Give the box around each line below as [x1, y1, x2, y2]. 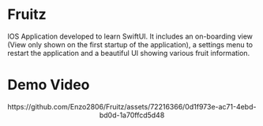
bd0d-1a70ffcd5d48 [99, 110, 165, 120]
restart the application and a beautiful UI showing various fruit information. [7, 48, 250, 57]
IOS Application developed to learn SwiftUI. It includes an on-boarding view [7, 31, 254, 41]
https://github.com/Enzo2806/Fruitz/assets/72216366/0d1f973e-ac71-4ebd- [7, 102, 257, 111]
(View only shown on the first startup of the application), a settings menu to [7, 39, 254, 49]
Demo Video [7, 76, 90, 94]
